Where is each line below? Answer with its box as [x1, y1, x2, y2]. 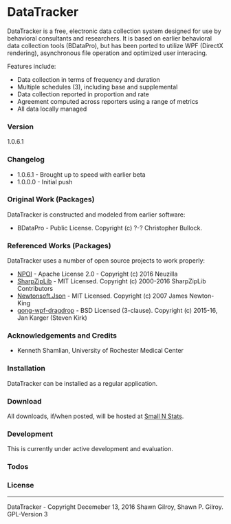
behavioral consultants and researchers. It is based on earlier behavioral [7, 34, 212, 42]
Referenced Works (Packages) [7, 241, 111, 250]
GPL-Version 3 [7, 510, 48, 518]
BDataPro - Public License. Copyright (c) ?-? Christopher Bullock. [16, 223, 203, 232]
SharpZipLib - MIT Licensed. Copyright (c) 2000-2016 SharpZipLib [16, 277, 206, 285]
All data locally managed [16, 105, 87, 113]
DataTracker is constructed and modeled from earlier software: [7, 210, 186, 219]
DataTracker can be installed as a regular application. [7, 379, 158, 387]
